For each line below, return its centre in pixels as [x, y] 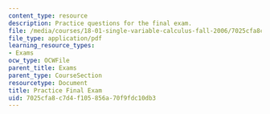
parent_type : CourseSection [55, 75]
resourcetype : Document [48, 83]
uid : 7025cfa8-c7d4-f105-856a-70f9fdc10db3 [82, 98]
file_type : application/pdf [55, 38]
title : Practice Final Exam [55, 90]
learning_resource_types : [51, 46]
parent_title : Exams [43, 68]
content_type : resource [48, 16]
